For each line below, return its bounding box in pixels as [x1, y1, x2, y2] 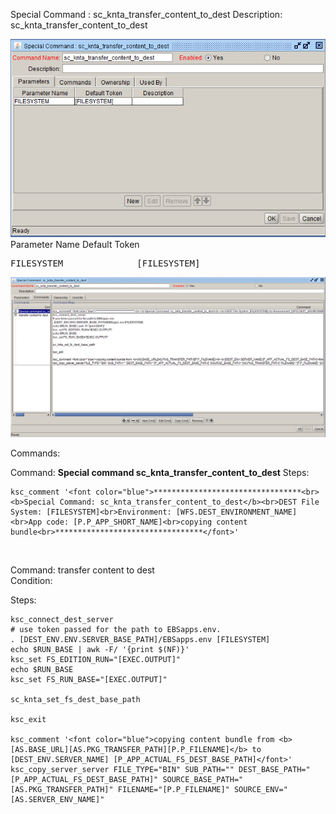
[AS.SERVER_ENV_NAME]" [10, 795, 105, 805]
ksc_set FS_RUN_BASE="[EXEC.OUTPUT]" [10, 675, 168, 685]
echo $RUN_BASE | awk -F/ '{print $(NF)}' [10, 645, 190, 655]
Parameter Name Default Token [10, 238, 140, 250]
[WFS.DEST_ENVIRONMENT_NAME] [175, 507, 298, 518]
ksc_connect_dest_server [10, 615, 114, 625]
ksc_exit [10, 715, 47, 725]
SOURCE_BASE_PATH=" [162, 775, 244, 785]
